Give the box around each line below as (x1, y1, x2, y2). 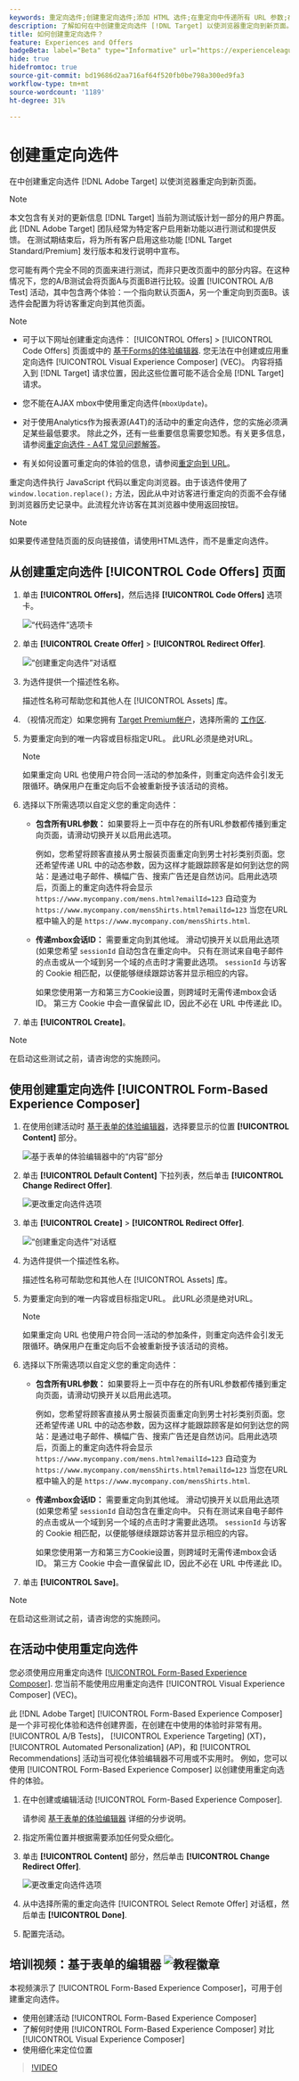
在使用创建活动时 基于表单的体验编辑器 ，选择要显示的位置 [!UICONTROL (21, 1121, 289, 1131)
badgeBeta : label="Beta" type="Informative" (9, 46, 177, 55)
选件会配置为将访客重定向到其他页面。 (9, 298, 149, 308)
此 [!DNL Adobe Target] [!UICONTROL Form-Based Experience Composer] (9, 1708, 283, 1719)
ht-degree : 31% (9, 95, 66, 105)
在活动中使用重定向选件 (9, 1641, 138, 1657)
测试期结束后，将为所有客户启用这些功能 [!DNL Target (34, 234, 232, 245)
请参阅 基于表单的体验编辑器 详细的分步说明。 (21, 1813, 191, 1823)
